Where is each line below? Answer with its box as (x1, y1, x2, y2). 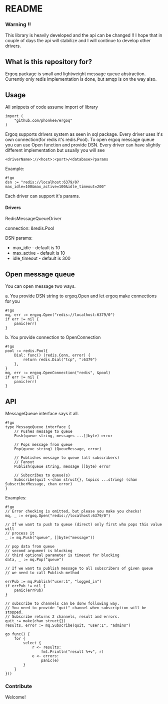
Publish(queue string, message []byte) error (14, 464, 111, 469)
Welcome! (5, 694, 26, 700)
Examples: (5, 494, 26, 500)
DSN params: (5, 235, 32, 241)
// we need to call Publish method (5, 570, 79, 575)
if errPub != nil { (5, 583, 46, 588)
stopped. (5, 610, 23, 615)
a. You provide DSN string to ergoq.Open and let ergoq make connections (5, 293, 157, 299)
